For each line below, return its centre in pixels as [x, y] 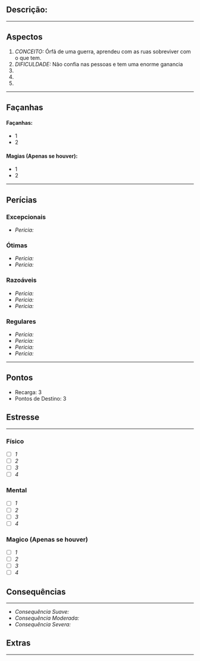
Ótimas [17, 245]
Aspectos [24, 37]
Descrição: [27, 10]
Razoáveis [21, 280]
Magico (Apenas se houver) [47, 539]
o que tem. [28, 58]
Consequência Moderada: [47, 618]
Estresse [23, 417]
